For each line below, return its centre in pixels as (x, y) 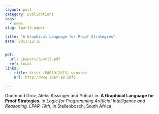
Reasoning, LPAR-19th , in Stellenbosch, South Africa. (59, 106)
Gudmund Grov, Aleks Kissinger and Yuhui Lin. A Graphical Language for (79, 96)
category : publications (30, 14)
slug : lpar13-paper (25, 28)
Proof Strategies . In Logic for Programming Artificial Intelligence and (75, 101)
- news (16, 23)
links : (12, 68)
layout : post (18, 10)
